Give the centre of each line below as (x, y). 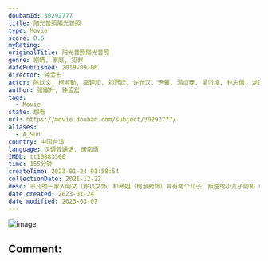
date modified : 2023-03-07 (53, 201)
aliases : (23, 127)
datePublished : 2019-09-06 (53, 68)
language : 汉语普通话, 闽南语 (54, 149)
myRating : (25, 45)
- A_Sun (28, 134)
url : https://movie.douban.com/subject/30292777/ (93, 120)
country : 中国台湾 (37, 142)
